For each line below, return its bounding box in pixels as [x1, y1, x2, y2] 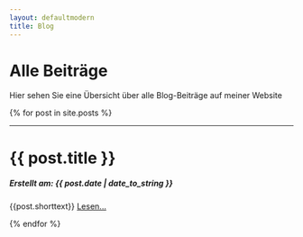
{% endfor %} [9, 218, 61, 229]
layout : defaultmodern [9, 13, 95, 23]
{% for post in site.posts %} [9, 107, 113, 118]
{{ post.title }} [9, 148, 116, 168]
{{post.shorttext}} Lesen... [9, 200, 106, 212]
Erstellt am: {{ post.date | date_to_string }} [9, 178, 173, 189]
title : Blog [9, 22, 54, 31]
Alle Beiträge [9, 60, 108, 81]
